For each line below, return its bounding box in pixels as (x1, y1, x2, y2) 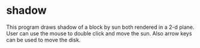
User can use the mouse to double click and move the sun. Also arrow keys (6, 29, 192, 37)
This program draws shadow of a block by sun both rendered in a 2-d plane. (6, 23, 195, 31)
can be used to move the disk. (6, 36, 81, 43)
